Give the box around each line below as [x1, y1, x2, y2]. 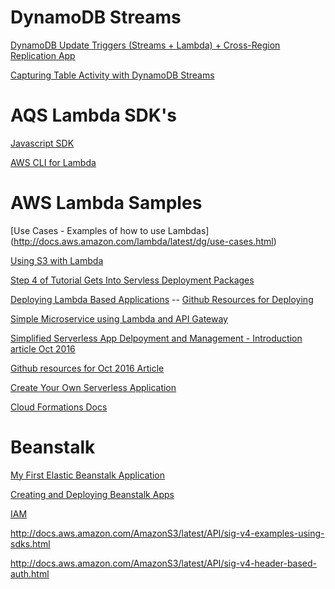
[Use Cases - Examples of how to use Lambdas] [10, 224, 210, 236]
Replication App [10, 49, 76, 61]
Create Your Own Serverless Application [10, 381, 177, 393]
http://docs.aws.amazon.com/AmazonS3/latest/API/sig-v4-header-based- [10, 557, 318, 569]
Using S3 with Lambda [10, 254, 104, 266]
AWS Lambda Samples [10, 192, 203, 215]
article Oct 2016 [10, 342, 76, 355]
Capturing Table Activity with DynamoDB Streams [10, 69, 215, 81]
